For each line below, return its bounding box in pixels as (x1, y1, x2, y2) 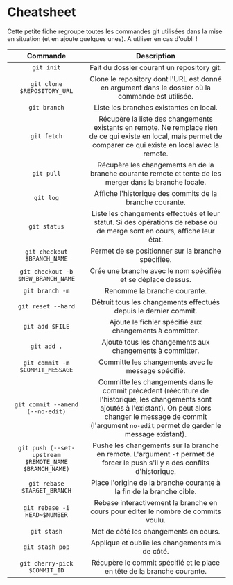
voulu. (145, 515, 166, 525)
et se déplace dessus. (120, 274, 192, 284)
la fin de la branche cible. (114, 486, 197, 496)
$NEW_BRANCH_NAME (17, 274, 75, 282)
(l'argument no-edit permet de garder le (89, 420, 222, 430)
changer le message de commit (104, 411, 207, 421)
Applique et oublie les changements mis (90, 538, 221, 547)
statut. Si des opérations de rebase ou (94, 217, 218, 226)
